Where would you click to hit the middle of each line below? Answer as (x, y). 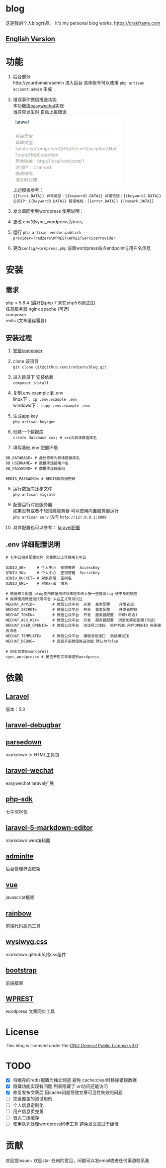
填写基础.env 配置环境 (35, 448)
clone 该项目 (26, 361)
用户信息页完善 (28, 1111)
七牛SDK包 (17, 811)
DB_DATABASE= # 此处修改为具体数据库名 (43, 458)
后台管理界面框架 (23, 869)
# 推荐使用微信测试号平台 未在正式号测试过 (44, 599)
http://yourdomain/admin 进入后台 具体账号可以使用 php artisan (79, 83)
